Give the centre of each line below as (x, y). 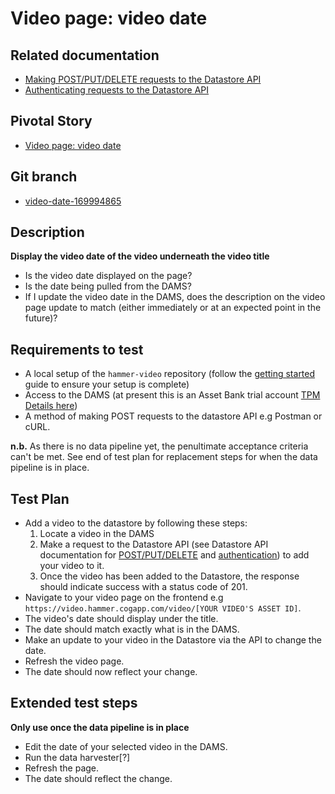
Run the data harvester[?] (77, 757)
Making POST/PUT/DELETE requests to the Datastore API (143, 79)
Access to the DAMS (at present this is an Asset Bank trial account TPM (172, 395)
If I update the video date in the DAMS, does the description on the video (175, 297)
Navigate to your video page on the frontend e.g (124, 598)
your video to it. (72, 566)
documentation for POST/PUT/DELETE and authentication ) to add (174, 555)
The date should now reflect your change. (111, 672)
